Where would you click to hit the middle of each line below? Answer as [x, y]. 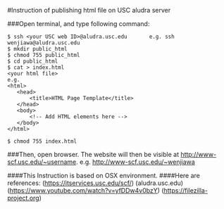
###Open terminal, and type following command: [79, 24]
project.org [24, 198]
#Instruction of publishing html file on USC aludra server [89, 10]
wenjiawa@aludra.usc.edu [44, 43]
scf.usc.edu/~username [42, 162]
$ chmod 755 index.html [42, 141]
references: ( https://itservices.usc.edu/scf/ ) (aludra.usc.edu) [95, 183]
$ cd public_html [33, 61]
